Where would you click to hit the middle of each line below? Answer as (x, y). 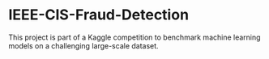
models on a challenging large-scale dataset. (84, 45)
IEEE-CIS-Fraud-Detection (98, 15)
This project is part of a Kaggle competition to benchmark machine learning (134, 37)
